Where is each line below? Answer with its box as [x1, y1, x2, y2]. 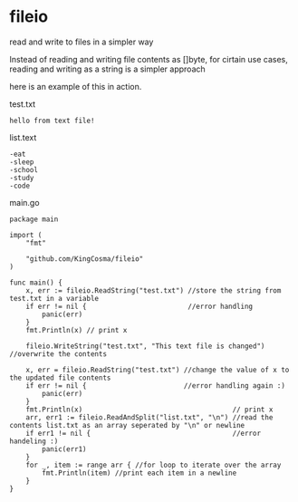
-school [9, 165, 39, 174]
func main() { [9, 278, 63, 287]
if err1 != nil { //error [25, 429, 261, 438]
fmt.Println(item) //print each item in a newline [42, 468, 237, 478]
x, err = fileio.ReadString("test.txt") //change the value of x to [25, 365, 290, 374]
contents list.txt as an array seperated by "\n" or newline [9, 420, 245, 430]
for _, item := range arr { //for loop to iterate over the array [25, 460, 282, 469]
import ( [9, 230, 43, 239]
